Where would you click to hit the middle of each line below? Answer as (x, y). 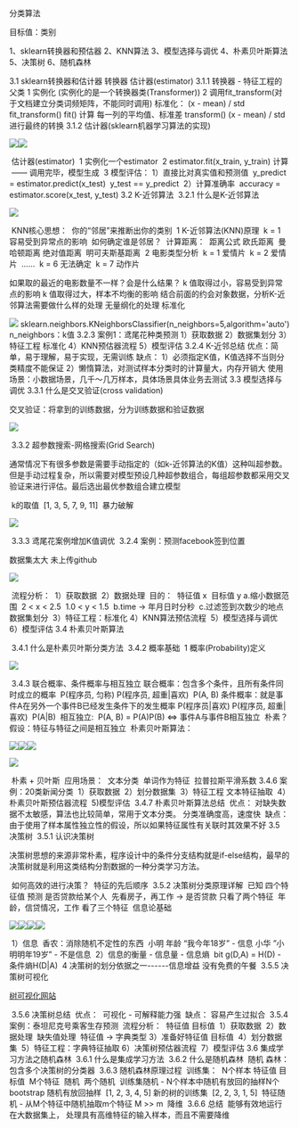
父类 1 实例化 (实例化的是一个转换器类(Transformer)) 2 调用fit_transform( (142, 92)
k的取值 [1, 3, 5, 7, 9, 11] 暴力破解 (73, 505)
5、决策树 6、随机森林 (50, 62)
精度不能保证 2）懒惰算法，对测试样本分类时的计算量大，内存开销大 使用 (150, 368)
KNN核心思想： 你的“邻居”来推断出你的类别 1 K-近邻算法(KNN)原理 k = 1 (146, 231)
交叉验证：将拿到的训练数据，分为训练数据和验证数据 (107, 409)
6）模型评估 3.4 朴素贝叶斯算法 (67, 629)
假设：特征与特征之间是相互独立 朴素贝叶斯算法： (101, 728)
